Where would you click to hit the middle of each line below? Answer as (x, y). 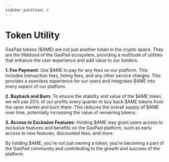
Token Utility (32, 35)
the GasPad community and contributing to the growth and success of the (83, 148)
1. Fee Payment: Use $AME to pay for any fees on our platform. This (77, 70)
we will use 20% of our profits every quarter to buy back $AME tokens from (84, 101)
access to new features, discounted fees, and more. (60, 133)
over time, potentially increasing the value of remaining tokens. (71, 112)
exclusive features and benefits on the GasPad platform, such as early (79, 127)
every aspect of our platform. (36, 86)
